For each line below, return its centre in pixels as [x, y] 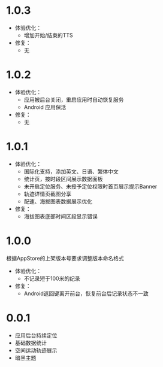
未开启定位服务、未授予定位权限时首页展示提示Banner [90, 186]
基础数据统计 [31, 342]
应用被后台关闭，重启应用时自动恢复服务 [74, 99]
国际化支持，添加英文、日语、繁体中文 [71, 171]
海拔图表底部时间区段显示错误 [61, 216]
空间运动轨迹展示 [36, 350]
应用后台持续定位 [36, 335]
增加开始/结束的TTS [48, 35]
